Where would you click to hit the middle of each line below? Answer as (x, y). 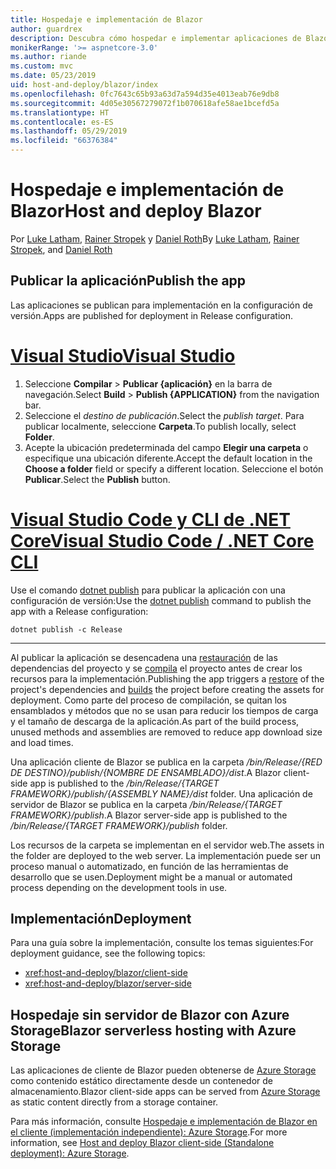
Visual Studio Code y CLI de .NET (150, 519)
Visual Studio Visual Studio (123, 355)
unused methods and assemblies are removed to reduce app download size (166, 732)
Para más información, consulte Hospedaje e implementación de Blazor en (164, 1122)
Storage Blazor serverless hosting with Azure (153, 1030)
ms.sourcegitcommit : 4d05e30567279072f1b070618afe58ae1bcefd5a (145, 103)
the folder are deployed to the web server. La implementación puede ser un (166, 855)
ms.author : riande (48, 57)
